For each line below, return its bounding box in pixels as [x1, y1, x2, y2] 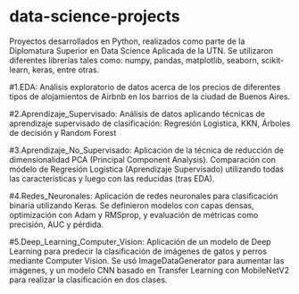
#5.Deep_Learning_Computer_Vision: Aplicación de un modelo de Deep [9, 236, 271, 247]
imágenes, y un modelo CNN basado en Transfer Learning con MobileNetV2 [9, 265, 290, 275]
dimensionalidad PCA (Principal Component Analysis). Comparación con [9, 154, 277, 164]
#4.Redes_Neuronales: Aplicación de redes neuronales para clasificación [9, 190, 278, 201]
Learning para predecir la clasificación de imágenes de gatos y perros [9, 246, 268, 256]
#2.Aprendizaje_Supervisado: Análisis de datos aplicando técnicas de [9, 108, 266, 119]
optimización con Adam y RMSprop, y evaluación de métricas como [9, 209, 259, 220]
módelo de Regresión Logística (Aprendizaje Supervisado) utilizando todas [9, 164, 284, 174]
